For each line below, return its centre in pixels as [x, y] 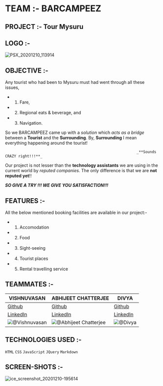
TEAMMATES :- [29, 284]
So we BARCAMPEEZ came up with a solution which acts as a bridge [75, 132]
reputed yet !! [18, 176]
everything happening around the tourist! [47, 143]
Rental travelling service [44, 269]
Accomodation [34, 227]
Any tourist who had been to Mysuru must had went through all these [75, 82]
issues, [12, 88]
